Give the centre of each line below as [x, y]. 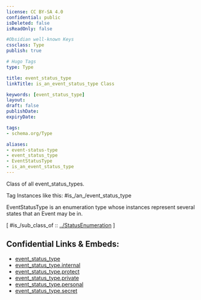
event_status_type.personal [49, 284]
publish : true [24, 51]
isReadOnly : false [29, 29]
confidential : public [33, 17]
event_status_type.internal [47, 265]
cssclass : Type [25, 45]
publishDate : [23, 111]
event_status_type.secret [46, 290]
